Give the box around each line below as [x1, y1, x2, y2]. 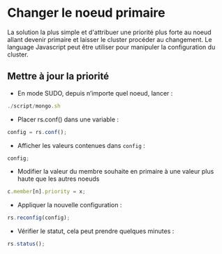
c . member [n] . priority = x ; [7, 188, 86, 195]
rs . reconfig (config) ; [7, 214, 71, 221]
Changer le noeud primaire [7, 5, 165, 21]
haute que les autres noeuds [17, 174, 100, 183]
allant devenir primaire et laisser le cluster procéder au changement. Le [7, 35, 212, 43]
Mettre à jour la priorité [7, 70, 110, 82]
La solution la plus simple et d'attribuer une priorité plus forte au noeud [7, 28, 212, 36]
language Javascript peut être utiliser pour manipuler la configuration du [7, 43, 216, 51]
